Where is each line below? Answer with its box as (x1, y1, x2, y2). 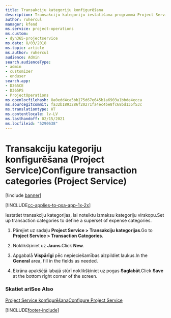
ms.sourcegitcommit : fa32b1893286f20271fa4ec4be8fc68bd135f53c (5, 102, 142, 107)
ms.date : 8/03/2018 (5, 41, 47, 46)
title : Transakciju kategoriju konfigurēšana (5, 7, 103, 13)
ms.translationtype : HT (5, 107, 56, 112)
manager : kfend (5, 21, 38, 27)
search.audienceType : (5, 60, 51, 65)
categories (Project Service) (5, 175, 127, 187)
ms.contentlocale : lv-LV (5, 111, 58, 117)
